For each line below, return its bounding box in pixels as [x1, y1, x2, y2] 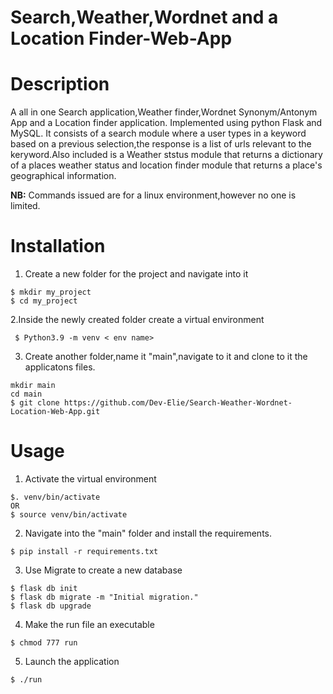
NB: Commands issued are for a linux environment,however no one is [10, 189, 297, 201]
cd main [10, 389, 43, 400]
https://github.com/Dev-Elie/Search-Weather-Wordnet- [63, 398, 293, 408]
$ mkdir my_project [10, 287, 92, 298]
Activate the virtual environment [24, 473, 157, 485]
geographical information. [10, 170, 117, 182]
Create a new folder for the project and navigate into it [24, 268, 249, 280]
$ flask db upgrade [10, 601, 92, 611]
